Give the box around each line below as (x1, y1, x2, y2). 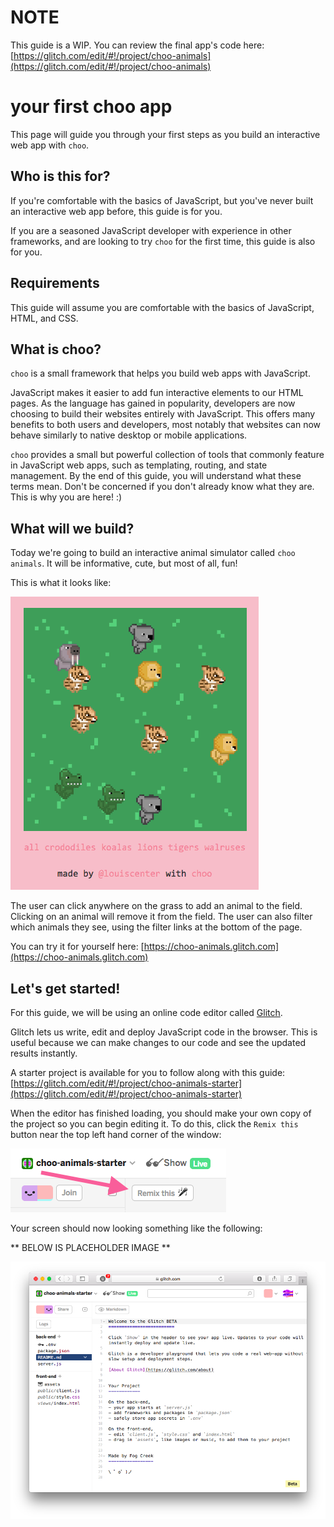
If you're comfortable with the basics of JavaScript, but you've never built (10, 194, 314, 206)
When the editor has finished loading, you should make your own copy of (10, 1107, 312, 1119)
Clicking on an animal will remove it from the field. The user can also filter (10, 911, 313, 923)
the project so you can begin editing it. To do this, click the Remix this (10, 1117, 299, 1130)
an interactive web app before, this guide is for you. (10, 205, 223, 217)
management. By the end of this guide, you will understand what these (10, 470, 302, 482)
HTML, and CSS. (10, 312, 79, 324)
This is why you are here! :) (10, 491, 123, 503)
